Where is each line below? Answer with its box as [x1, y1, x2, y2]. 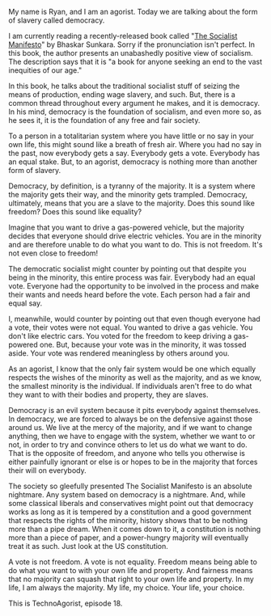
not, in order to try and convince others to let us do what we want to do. [8, 440, 248, 449]
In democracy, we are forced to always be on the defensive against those [8, 414, 253, 424]
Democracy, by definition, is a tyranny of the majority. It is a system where [8, 181, 256, 191]
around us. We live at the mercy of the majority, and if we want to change [8, 423, 252, 432]
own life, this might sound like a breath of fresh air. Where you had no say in [8, 140, 262, 149]
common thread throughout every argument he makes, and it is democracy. [8, 99, 260, 108]
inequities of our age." [8, 65, 83, 75]
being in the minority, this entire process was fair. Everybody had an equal [8, 272, 256, 282]
